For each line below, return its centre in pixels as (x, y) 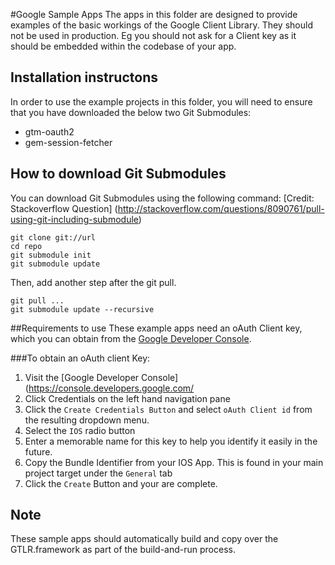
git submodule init (51, 255)
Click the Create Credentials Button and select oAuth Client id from (168, 409)
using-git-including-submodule (74, 219)
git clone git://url (53, 237)
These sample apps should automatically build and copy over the (144, 539)
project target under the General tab (98, 473)
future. (38, 451)
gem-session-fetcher (68, 142)
